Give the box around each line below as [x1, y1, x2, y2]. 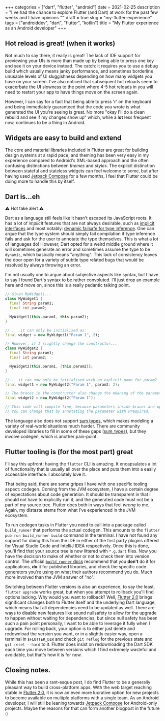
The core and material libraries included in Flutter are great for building [5, 147, 148, 153]
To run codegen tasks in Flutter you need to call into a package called [5, 522, 146, 527]
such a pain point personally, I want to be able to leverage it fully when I [5, 620, 150, 626]
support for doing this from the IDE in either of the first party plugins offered [5, 537, 159, 543]
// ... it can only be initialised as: [5, 328, 87, 333]
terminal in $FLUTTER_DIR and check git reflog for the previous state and [5, 636, 153, 642]
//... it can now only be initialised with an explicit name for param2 [5, 377, 157, 382]
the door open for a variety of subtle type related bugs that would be [5, 257, 144, 263]
